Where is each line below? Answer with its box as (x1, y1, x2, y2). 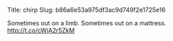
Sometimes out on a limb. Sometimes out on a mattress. (7, 19, 167, 27)
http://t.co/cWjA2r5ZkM (7, 27, 75, 34)
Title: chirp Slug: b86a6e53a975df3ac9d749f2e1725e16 (7, 6, 166, 14)
